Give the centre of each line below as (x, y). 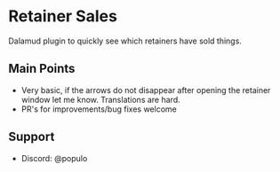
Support (32, 137)
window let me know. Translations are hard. (100, 99)
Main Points (42, 69)
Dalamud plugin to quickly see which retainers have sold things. (125, 41)
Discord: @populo (54, 158)
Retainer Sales (63, 16)
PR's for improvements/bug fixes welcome (99, 109)
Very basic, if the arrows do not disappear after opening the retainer (146, 90)
